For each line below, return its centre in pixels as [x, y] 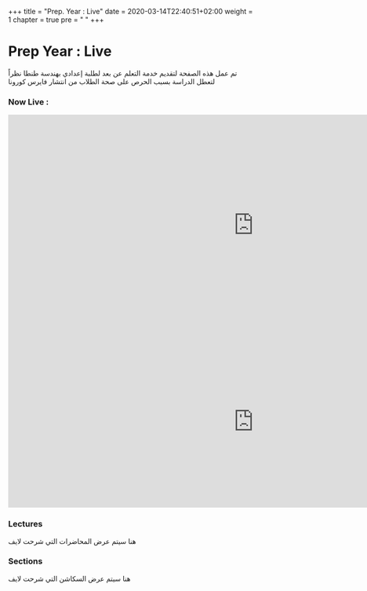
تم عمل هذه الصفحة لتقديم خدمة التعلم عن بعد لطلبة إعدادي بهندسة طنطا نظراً [123, 73]
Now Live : [29, 101]
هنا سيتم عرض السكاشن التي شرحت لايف [69, 578]
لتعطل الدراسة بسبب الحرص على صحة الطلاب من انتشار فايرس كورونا [112, 81]
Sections [25, 561]
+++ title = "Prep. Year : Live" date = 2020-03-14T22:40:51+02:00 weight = [131, 11]
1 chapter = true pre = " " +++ [56, 20]
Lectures [25, 524]
